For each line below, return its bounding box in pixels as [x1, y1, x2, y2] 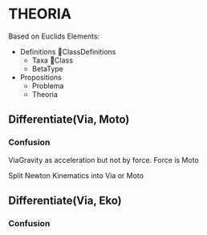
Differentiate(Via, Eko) [8, 194, 122, 208]
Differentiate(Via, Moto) [8, 113, 130, 127]
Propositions [19, 72, 62, 82]
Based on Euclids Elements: [8, 31, 100, 41]
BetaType [31, 63, 64, 73]
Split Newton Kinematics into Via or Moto [8, 170, 144, 180]
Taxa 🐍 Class [31, 55, 74, 65]
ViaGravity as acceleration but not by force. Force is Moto [8, 155, 199, 164]
